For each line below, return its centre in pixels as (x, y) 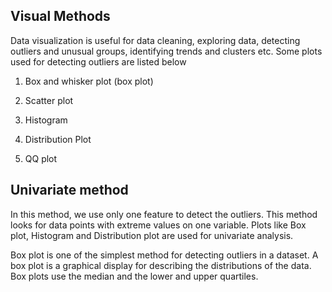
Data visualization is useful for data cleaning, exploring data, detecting (155, 40)
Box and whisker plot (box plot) (89, 81)
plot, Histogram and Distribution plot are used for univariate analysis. (152, 235)
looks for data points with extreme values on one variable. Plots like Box (158, 225)
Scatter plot (49, 100)
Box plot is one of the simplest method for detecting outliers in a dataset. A (164, 255)
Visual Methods (60, 16)
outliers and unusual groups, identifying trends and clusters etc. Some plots (166, 51)
